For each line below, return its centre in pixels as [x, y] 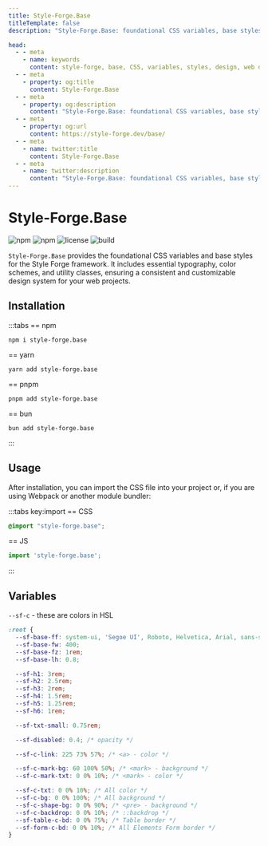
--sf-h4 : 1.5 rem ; [44, 696]
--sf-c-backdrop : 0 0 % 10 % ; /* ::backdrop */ [93, 812]
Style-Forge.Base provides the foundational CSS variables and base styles [131, 255]
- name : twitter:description [71, 171]
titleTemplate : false [44, 23]
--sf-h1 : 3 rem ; [41, 674]
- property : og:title [58, 82]
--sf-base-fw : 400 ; [48, 644]
